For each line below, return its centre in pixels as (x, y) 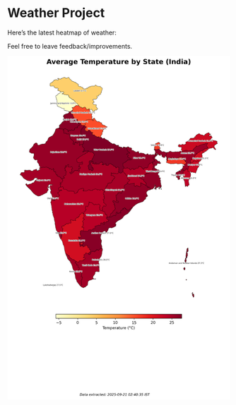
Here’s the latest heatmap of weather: (62, 32)
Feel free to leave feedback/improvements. (70, 46)
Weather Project (56, 13)
